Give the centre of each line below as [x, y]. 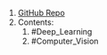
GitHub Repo [41, 13]
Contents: [36, 22]
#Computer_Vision [65, 41]
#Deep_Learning [62, 31]
